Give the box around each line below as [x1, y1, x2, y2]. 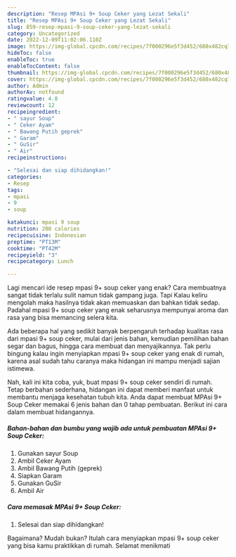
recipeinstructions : [7, 154, 68, 162]
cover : [7, 75, 27, 83]
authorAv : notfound [7, 89, 65, 96]
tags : [7, 186, 23, 193]
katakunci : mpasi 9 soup [7, 219, 80, 226]
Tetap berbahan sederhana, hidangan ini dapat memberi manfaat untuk [7, 385, 214, 394]
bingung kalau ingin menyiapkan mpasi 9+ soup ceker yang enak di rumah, [7, 350, 225, 358]
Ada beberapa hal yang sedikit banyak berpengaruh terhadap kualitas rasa [7, 327, 223, 335]
